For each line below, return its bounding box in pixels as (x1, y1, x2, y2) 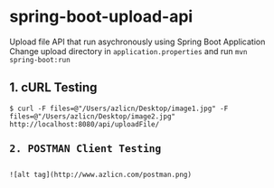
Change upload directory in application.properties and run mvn (9, 45, 248, 56)
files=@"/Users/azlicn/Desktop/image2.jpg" (9, 111, 176, 121)
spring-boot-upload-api (9, 6, 194, 27)
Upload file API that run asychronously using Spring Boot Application (9, 36, 266, 47)
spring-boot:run (9, 55, 71, 64)
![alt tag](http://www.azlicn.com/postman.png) (9, 170, 193, 179)
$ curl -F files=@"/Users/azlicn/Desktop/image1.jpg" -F (9, 104, 229, 113)
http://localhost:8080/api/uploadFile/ (9, 119, 160, 128)
